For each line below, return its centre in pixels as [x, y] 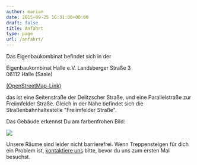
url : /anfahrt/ [25, 39]
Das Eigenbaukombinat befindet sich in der [59, 56]
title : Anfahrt [25, 28]
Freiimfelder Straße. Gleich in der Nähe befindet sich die [75, 104]
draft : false [22, 23]
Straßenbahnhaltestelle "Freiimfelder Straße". [61, 110]
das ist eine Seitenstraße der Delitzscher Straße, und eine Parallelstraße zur [99, 97]
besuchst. [18, 157]
